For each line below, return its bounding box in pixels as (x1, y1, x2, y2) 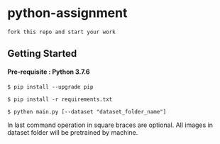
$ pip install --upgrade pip (7, 83, 94, 90)
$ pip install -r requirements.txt (7, 96, 113, 103)
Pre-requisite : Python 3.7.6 (7, 67, 90, 76)
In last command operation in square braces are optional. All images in (7, 121, 214, 129)
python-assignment (7, 5, 128, 21)
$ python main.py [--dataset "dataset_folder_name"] (7, 108, 167, 115)
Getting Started (7, 48, 77, 60)
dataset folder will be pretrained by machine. (7, 128, 138, 136)
